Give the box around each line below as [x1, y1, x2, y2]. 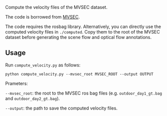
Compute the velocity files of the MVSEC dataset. [5, 4, 108, 10]
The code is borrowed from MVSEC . [5, 14, 80, 19]
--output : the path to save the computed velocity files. [5, 105, 118, 111]
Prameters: [5, 80, 28, 86]
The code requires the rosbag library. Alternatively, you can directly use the [5, 23, 161, 29]
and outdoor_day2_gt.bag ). [5, 95, 60, 101]
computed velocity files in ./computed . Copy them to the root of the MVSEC [5, 29, 160, 34]
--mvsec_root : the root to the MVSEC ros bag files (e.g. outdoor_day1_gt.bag [5, 90, 162, 96]
